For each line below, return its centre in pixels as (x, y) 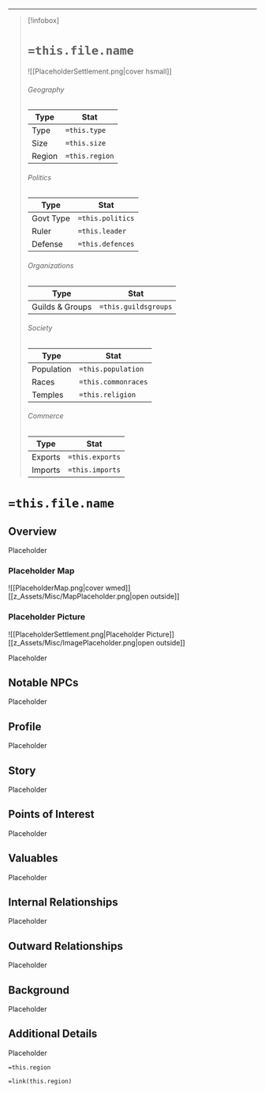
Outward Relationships (66, 946)
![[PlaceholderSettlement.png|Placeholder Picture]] (91, 634)
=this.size (86, 144)
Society (40, 328)
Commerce (46, 416)
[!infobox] (43, 20)
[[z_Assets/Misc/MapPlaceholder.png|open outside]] (94, 596)
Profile (25, 726)
